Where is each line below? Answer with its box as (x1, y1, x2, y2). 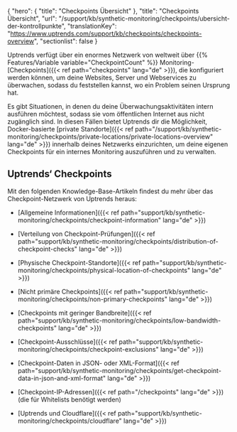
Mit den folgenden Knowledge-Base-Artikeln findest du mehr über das (7, 187, 214, 195)
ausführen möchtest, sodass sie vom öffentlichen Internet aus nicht (7, 110, 204, 118)
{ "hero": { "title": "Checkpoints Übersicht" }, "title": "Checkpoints (7, 7, 199, 15)
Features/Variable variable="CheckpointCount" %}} (7, 58, 158, 67)
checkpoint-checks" (17, 244, 78, 253)
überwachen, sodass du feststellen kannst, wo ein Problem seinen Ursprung (7, 81, 231, 89)
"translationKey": (67, 22, 117, 30)
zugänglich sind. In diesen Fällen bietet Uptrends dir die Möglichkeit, (7, 117, 208, 126)
